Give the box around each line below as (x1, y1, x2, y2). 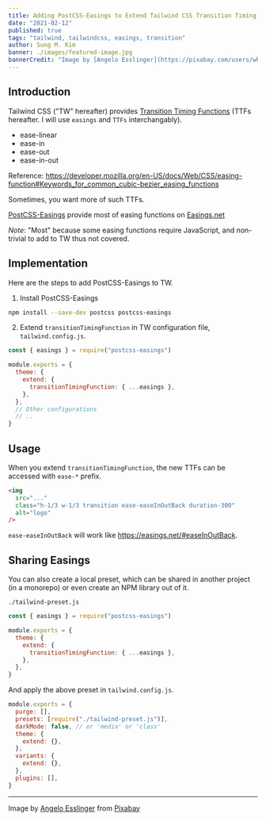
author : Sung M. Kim (8, 41, 77, 49)
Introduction (8, 85, 71, 99)
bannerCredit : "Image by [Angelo (8, 56, 119, 64)
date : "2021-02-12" (8, 19, 73, 27)
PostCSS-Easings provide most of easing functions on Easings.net (8, 209, 226, 219)
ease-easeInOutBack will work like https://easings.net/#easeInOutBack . (8, 531, 238, 540)
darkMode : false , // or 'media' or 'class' (15, 723, 161, 731)
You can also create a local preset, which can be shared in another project (8, 574, 251, 584)
